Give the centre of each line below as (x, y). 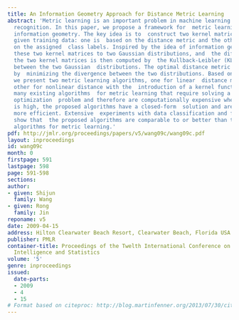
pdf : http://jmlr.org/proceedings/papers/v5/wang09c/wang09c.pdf (106, 133)
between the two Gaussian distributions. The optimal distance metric (122, 67)
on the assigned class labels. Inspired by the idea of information (119, 47)
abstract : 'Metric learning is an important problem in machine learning (119, 21)
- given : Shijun (31, 193)
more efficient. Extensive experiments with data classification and (121, 113)
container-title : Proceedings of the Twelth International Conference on (119, 246)
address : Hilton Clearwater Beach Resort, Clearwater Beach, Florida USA (119, 232)
